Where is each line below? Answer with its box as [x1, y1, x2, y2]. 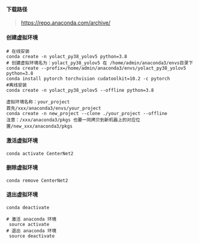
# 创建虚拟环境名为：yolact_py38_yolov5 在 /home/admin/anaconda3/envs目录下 [6, 60, 194, 66]
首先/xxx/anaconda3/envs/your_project [6, 106, 101, 112]
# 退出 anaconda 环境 [6, 228, 57, 234]
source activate [8, 222, 50, 228]
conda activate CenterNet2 [6, 150, 74, 156]
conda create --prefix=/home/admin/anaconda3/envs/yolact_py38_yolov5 [6, 65, 186, 71]
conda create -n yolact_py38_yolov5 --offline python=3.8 [6, 88, 154, 94]
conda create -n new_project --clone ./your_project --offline [6, 111, 168, 117]
